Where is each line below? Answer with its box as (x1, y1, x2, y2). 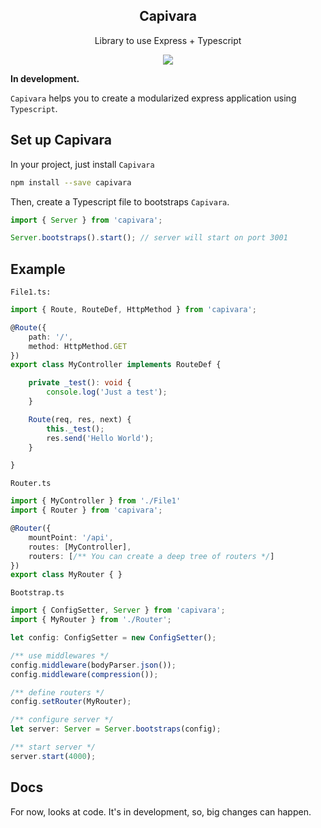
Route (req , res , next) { (28, 414, 132, 424)
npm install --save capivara (10, 177, 132, 188)
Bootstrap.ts (10, 588, 65, 598)
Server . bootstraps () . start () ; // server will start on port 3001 (10, 233, 288, 243)
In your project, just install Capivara (10, 158, 155, 170)
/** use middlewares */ (10, 650, 110, 661)
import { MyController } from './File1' (10, 496, 182, 506)
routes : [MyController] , (28, 542, 132, 552)
